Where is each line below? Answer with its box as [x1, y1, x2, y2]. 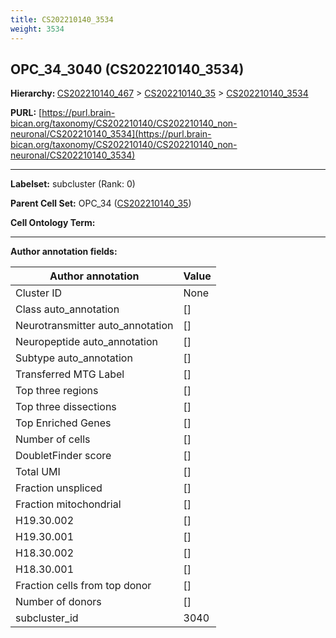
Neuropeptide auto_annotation [15, 335, 158, 349]
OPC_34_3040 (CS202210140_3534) [10, 61, 245, 78]
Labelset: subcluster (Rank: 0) [10, 178, 136, 190]
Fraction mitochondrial [15, 497, 122, 511]
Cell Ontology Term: [10, 217, 96, 229]
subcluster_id [15, 611, 79, 625]
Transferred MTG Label [15, 367, 125, 381]
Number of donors [15, 595, 102, 609]
